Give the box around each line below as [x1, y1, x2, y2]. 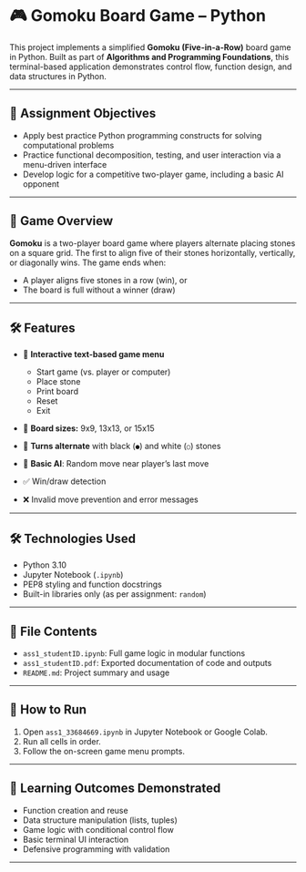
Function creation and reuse [22, 805, 129, 816]
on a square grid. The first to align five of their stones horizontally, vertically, [9, 247, 296, 258]
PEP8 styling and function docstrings [22, 579, 162, 590]
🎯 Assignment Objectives [9, 106, 157, 121]
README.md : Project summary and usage [22, 667, 170, 678]
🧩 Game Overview [9, 213, 114, 229]
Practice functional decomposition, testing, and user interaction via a [22, 149, 281, 160]
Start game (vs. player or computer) [36, 366, 171, 377]
